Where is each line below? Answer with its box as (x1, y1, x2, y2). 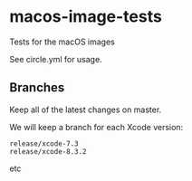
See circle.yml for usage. (9, 53, 102, 64)
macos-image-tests (9, 6, 163, 27)
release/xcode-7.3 (9, 138, 79, 148)
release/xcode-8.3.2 (9, 147, 88, 156)
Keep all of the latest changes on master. (9, 104, 162, 115)
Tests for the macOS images (9, 36, 115, 47)
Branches (9, 80, 65, 96)
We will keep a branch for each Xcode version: (9, 121, 184, 132)
